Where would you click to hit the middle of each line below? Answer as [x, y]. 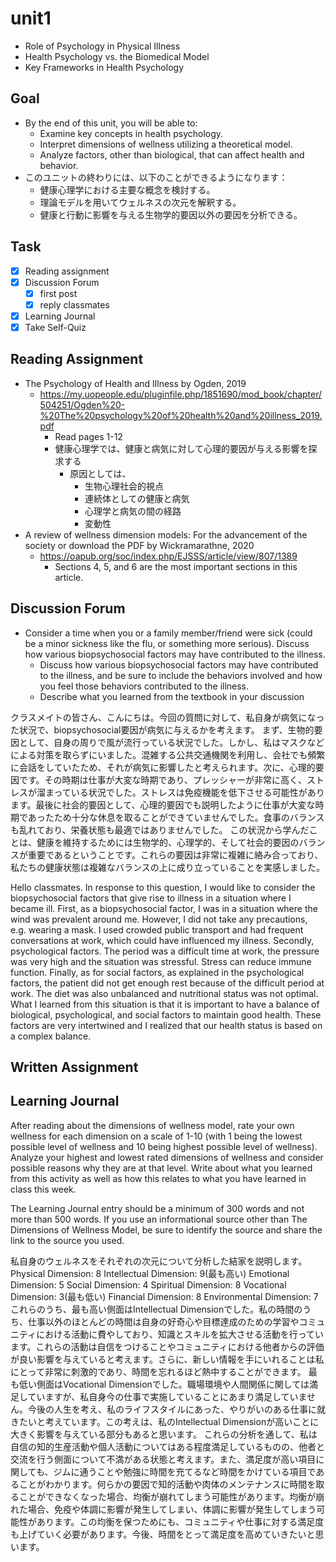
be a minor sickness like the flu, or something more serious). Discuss [167, 643]
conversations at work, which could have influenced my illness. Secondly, [162, 940]
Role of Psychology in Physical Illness [102, 46]
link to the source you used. [67, 1240]
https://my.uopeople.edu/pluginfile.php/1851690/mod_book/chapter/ [181, 394]
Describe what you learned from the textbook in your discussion [172, 696]
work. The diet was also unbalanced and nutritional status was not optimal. [164, 993]
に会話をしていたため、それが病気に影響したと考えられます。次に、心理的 [163, 767]
